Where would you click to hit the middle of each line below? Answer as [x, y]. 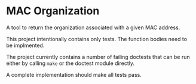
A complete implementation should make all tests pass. [74, 74]
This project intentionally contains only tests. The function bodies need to [97, 39]
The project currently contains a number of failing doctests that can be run [98, 57]
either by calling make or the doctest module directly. [70, 63]
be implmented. [25, 45]
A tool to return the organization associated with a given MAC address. [93, 27]
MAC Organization [53, 11]
